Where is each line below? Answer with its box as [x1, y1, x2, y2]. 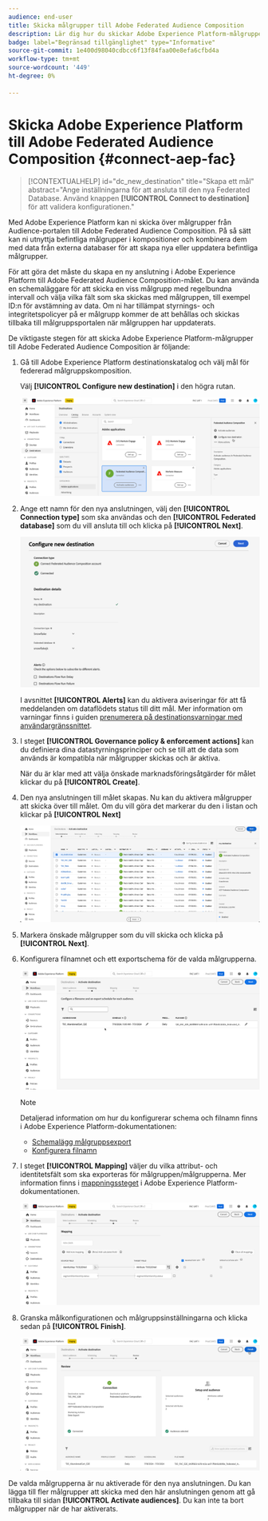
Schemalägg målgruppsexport [31, 1137, 132, 1147]
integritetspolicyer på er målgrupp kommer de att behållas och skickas [8, 309, 240, 319]
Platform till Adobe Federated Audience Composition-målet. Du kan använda [8, 275, 259, 285]
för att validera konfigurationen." [27, 202, 135, 211]
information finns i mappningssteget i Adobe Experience [19, 1178, 205, 1188]
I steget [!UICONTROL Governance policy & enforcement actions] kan [19, 737, 254, 746]
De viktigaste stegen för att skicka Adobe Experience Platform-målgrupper [8, 333, 254, 343]
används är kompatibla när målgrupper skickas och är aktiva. [19, 753, 221, 763]
